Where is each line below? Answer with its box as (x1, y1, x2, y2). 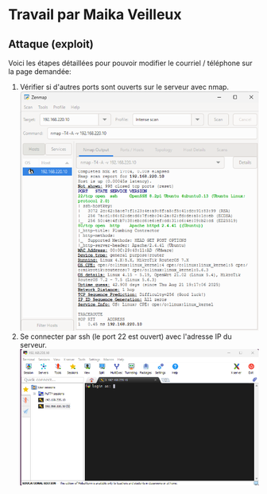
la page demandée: (8, 67, 72, 76)
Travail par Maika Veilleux (8, 6, 182, 24)
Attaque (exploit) (8, 37, 94, 51)
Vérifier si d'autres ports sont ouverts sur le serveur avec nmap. (19, 82, 229, 91)
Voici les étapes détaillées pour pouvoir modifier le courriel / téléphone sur (8, 58, 253, 68)
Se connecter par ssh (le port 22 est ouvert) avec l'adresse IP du (19, 332, 232, 341)
